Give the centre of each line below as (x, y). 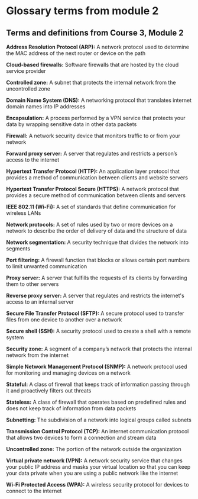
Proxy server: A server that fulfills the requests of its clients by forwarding (97, 278)
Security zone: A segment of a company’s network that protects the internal (99, 349)
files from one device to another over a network (64, 320)
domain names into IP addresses (46, 107)
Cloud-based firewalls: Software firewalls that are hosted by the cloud (92, 65)
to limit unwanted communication (47, 266)
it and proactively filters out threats (49, 391)
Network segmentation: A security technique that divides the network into (98, 242)
